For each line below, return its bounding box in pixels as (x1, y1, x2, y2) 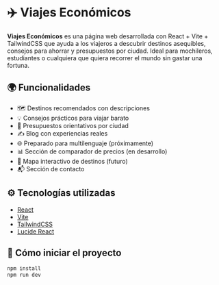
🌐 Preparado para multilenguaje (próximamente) (16, 139, 154, 147)
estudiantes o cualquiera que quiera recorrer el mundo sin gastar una (7, 53, 203, 62)
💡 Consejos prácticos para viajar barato (16, 114, 129, 122)
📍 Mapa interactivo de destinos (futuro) (16, 157, 128, 165)
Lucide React (16, 227, 55, 236)
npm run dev (7, 271, 41, 279)
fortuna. (7, 61, 29, 69)
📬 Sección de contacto (16, 164, 85, 173)
